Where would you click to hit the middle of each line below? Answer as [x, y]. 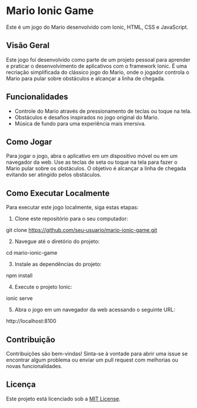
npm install [19, 276]
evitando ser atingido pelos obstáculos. [54, 175]
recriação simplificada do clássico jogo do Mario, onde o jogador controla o [98, 72]
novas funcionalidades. [34, 366]
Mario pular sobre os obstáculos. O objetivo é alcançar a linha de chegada [96, 168]
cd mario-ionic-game [32, 253]
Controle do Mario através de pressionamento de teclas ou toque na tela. [103, 111]
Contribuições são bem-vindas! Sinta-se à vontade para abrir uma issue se [97, 354]
